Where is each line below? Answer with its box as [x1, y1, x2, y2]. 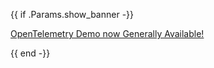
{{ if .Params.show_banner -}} [10, 9, 135, 20]
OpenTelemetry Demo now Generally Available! [10, 28, 205, 39]
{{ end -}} [10, 47, 51, 59]
